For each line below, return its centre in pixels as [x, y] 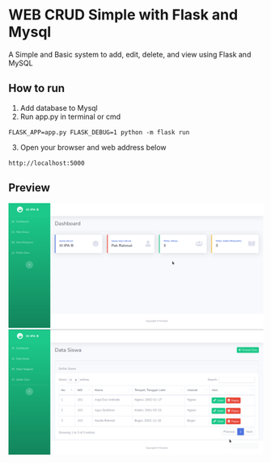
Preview [30, 188]
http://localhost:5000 [47, 163]
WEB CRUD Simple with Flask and [123, 15]
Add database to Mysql [59, 107]
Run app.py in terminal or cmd [70, 116]
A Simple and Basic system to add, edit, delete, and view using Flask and [130, 54]
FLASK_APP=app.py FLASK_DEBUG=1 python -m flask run [99, 132]
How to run [37, 88]
